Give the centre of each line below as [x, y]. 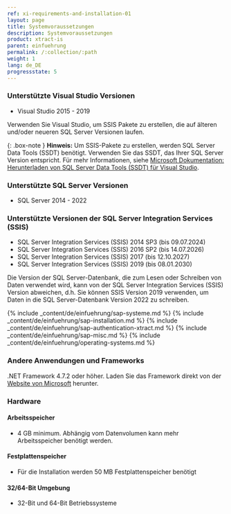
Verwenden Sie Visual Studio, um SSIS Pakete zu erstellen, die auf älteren [112, 124]
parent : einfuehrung [37, 46]
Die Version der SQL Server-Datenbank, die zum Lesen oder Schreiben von [114, 277]
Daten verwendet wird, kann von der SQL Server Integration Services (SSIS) [115, 285]
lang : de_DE [24, 65]
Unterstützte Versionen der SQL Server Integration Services [110, 219]
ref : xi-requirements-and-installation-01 [69, 14]
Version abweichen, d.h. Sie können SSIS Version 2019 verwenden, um [108, 293]
